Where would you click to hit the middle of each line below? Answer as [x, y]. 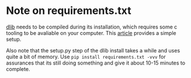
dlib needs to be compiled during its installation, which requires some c [92, 27]
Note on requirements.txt [69, 11]
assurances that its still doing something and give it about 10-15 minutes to [96, 63]
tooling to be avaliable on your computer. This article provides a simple [91, 33]
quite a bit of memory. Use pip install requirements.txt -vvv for [86, 56]
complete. [18, 69]
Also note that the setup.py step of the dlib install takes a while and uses [93, 50]
